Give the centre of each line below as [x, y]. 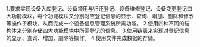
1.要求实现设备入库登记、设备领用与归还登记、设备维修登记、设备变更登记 [97, 9]
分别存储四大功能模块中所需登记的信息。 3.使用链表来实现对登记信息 [106, 31]
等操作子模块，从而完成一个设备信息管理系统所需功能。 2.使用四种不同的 [95, 23]
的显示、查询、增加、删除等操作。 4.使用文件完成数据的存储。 [82, 38]
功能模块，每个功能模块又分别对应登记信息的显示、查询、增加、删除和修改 [102, 16]
